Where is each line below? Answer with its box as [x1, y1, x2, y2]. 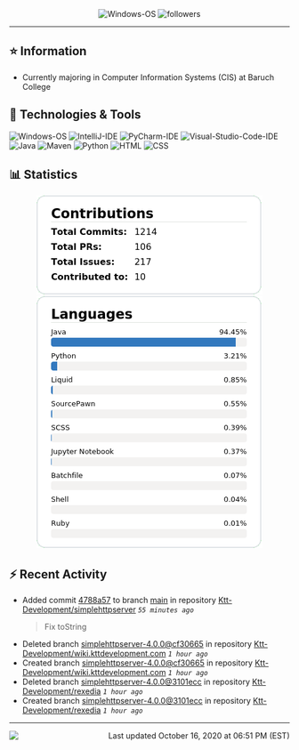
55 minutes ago [137, 606, 194, 615]
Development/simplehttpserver [21, 604, 136, 615]
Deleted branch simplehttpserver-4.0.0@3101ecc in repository [21, 676, 251, 688]
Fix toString [44, 622, 87, 633]
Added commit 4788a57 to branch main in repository [21, 595, 216, 606]
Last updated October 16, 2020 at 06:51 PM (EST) [108, 730, 290, 741]
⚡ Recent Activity [9, 567, 108, 582]
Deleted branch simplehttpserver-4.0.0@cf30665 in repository [21, 639, 252, 649]
